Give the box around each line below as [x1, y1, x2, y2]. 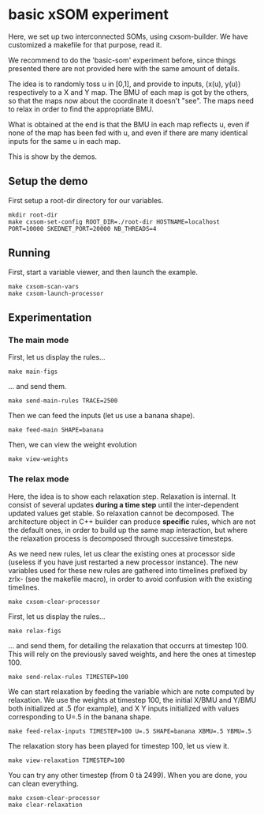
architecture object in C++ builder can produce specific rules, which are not [8, 516, 256, 526]
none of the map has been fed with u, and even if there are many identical [8, 128, 248, 138]
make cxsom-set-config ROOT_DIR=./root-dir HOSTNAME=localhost [8, 217, 221, 226]
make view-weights [8, 455, 69, 463]
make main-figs [8, 368, 58, 376]
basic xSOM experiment [8, 6, 169, 24]
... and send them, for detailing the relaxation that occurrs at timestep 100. [8, 640, 248, 650]
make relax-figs [8, 627, 61, 635]
